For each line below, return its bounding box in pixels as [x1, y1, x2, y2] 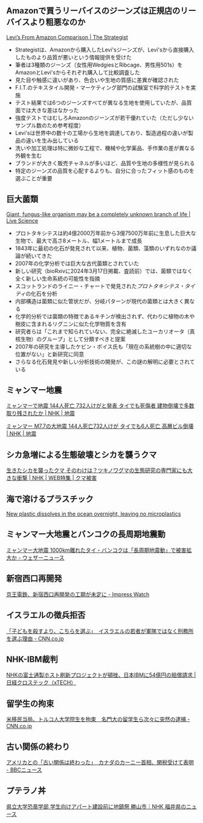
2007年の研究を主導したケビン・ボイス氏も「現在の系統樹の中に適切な [14, 343, 192, 350]
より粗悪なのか [30, 17, 86, 27]
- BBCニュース [6, 766, 42, 773]
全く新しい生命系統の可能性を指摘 [14, 275, 100, 282]
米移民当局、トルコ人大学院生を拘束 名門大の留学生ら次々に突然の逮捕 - [6, 716, 190, 723]
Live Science [6, 217, 38, 224]
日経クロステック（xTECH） [6, 679, 77, 686]
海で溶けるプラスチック [6, 494, 94, 504]
